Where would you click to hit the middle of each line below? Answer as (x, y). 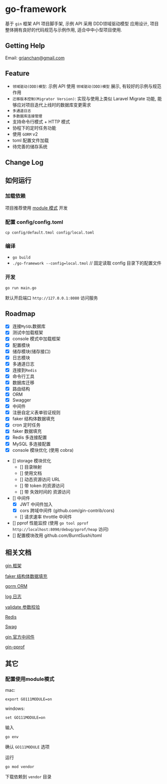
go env (12, 737)
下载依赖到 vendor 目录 (28, 777)
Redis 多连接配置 (30, 437)
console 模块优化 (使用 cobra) (43, 450)
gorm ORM (16, 586)
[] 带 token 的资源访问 (42, 485)
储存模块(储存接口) (31, 351)
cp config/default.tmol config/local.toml (50, 233)
